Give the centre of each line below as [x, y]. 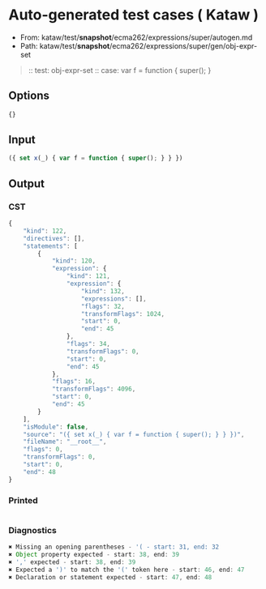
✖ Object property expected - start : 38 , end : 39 [94, 555]
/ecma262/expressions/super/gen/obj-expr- [183, 45]
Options [29, 96]
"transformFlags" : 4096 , [94, 389]
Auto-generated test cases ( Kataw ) [134, 15]
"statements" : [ [51, 246]
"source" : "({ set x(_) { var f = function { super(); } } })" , [134, 434]
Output [26, 184]
